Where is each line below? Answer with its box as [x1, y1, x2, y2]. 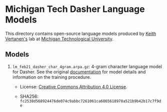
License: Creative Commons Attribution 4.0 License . [19, 84, 127, 90]
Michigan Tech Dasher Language [5, 3, 145, 15]
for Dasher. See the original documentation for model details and [12, 69, 146, 75]
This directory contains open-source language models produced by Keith [5, 30, 156, 36]
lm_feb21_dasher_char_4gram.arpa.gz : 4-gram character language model [12, 63, 162, 69]
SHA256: [19, 93, 39, 99]
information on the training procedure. [12, 74, 91, 80]
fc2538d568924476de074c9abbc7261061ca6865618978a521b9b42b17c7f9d [19, 99, 161, 104]
